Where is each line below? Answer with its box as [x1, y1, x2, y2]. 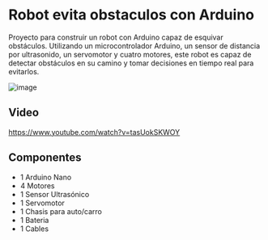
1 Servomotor [19, 198, 65, 208]
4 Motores [19, 180, 55, 191]
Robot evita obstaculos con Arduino [8, 6, 255, 24]
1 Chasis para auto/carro [19, 206, 103, 216]
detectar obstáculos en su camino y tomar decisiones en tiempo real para [8, 58, 254, 68]
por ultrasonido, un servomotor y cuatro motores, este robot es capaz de [8, 49, 252, 59]
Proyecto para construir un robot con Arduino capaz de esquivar [8, 32, 224, 42]
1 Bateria [19, 215, 49, 225]
